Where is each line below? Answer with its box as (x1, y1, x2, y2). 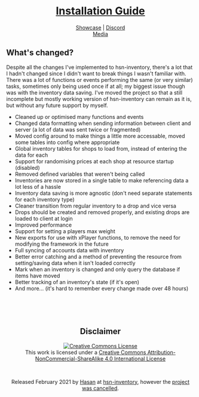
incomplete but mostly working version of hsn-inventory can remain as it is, (6, 95, 192, 102)
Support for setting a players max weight (14, 227, 115, 234)
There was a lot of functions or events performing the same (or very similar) (6, 76, 193, 83)
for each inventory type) (14, 196, 75, 203)
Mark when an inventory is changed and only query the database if (14, 265, 180, 273)
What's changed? (6, 48, 74, 58)
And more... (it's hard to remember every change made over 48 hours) (14, 285, 189, 292)
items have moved (14, 272, 60, 279)
